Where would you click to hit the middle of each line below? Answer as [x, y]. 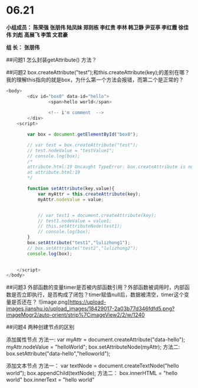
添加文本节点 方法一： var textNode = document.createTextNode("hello [93, 366]
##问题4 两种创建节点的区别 [40, 327]
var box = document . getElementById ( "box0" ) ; [83, 134]
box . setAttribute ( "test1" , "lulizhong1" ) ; [79, 243]
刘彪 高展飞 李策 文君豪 [40, 34]
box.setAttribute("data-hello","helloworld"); [58, 354]
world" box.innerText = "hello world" [50, 380]
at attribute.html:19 [54, 172]
